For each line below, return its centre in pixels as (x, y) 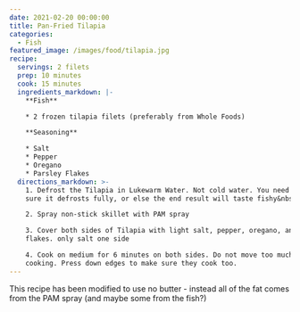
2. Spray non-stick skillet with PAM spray (108, 215)
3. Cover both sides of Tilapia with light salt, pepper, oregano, (153, 231)
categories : (31, 34)
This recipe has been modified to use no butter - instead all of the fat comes (150, 288)
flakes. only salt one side (77, 239)
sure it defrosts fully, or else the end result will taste (139, 198)
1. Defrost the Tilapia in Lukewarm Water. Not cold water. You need (158, 190)
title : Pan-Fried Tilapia (57, 26)
